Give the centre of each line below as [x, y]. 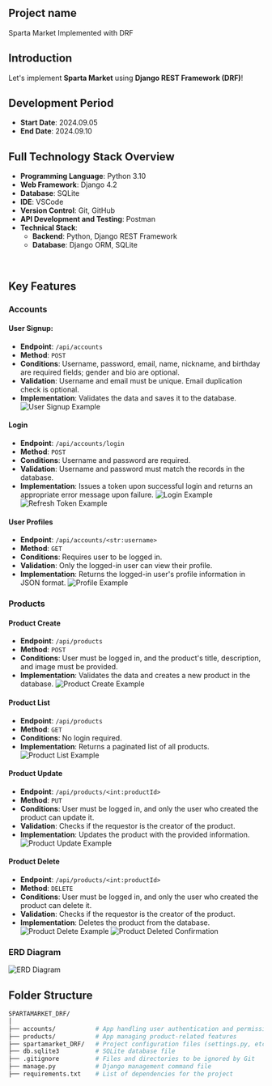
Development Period [61, 103]
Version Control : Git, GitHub [68, 210]
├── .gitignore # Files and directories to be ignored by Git [132, 1059]
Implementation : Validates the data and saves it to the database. [128, 398]
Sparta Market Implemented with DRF [71, 32]
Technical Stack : [49, 228]
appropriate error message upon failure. [87, 494]
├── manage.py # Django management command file [110, 1067]
